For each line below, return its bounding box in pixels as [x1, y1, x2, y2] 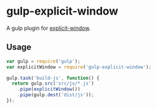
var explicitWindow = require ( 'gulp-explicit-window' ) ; [6, 64, 152, 70]
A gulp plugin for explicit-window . [6, 24, 91, 32]
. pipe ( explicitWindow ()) [17, 86, 81, 93]
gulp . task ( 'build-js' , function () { [6, 75, 100, 81]
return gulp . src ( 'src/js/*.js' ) [12, 80, 95, 86]
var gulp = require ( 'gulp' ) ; [6, 58, 81, 65]
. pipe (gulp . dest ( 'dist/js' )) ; [17, 92, 95, 98]
